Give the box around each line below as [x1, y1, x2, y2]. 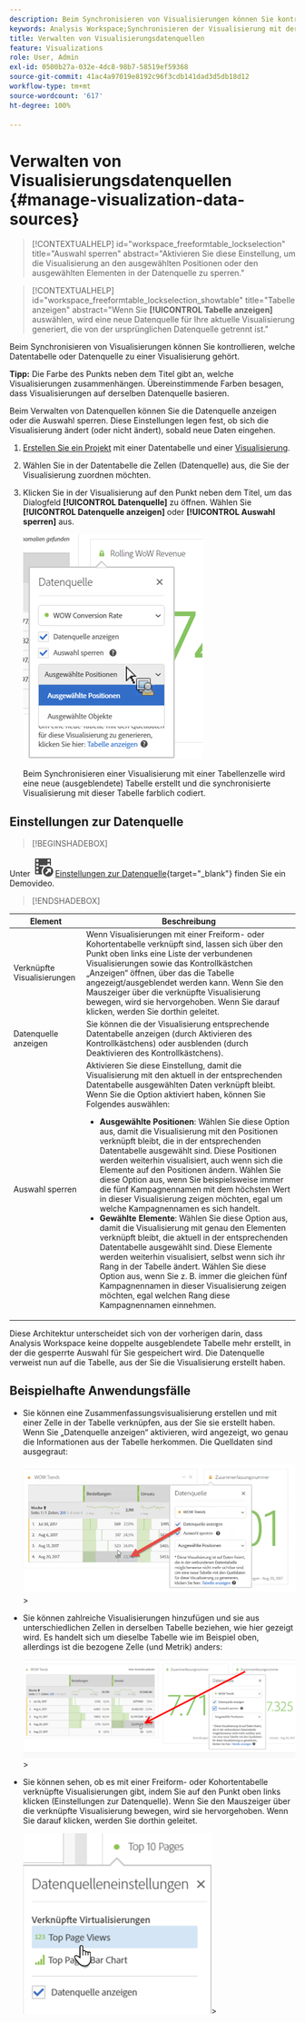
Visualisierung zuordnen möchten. [22, 470, 152, 481]
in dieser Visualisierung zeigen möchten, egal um [99, 1194, 283, 1205]
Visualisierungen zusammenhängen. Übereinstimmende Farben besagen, [9, 378, 284, 390]
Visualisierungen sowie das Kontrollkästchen [85, 957, 253, 968]
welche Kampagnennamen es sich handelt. [99, 1204, 261, 1215]
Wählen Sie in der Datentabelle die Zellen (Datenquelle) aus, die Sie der [22, 460, 290, 471]
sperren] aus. [22, 516, 74, 527]
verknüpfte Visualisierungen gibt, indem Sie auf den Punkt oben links [22, 1786, 281, 1797]
